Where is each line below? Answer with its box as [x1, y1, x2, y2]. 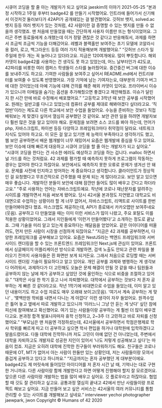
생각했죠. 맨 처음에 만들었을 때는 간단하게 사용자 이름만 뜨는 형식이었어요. [14, 29, 152, 34]
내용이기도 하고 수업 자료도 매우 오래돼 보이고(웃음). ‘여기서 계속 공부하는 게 [10, 289, 152, 295]
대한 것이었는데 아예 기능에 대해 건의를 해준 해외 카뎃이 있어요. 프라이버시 [10, 83, 148, 89]
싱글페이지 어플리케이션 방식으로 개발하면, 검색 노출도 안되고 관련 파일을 [14, 247, 150, 252]
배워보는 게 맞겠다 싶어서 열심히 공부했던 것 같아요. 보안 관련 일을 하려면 [5, 113, 140, 119]
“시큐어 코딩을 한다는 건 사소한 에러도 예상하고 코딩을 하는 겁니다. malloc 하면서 [5, 150, 156, 155]
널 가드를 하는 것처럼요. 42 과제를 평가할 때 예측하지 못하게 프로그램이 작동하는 [5, 156, 153, 161]
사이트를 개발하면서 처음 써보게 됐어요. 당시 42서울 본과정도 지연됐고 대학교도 [5, 192, 151, 198]
